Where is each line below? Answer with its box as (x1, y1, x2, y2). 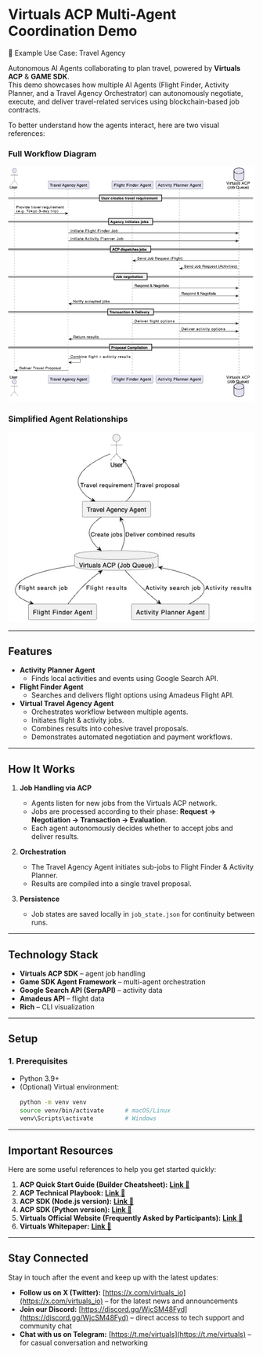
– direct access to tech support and (130, 1313, 245, 1322)
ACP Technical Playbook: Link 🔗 (19, 1188, 126, 1198)
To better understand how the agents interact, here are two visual (8, 120, 220, 130)
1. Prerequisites (8, 1056, 68, 1067)
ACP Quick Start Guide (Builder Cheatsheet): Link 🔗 (19, 1180, 190, 1189)
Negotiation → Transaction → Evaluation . (31, 815, 168, 825)
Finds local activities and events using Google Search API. (31, 674, 219, 683)
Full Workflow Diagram (8, 148, 97, 159)
